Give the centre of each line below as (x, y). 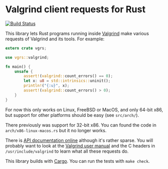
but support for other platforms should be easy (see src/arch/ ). (72, 115)
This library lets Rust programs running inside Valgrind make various (77, 33)
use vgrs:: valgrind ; (27, 57)
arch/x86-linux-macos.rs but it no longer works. (56, 130)
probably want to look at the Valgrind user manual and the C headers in (80, 146)
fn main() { (18, 67)
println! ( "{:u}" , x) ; (47, 86)
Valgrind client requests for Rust (75, 9)
